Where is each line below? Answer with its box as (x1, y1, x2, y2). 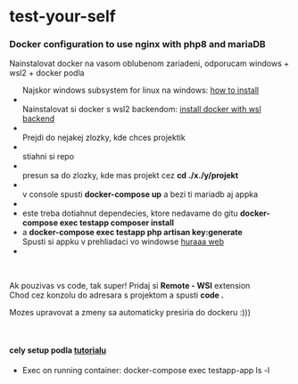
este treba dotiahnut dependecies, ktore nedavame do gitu (21, 208, 238, 219)
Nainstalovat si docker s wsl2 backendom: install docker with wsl (21, 104, 261, 115)
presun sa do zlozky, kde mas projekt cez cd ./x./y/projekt (21, 170, 239, 181)
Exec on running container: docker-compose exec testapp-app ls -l (21, 364, 270, 375)
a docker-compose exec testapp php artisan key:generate (21, 227, 243, 238)
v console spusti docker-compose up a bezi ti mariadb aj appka (21, 189, 259, 200)
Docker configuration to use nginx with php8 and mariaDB (9, 38, 266, 51)
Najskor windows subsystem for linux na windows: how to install (21, 85, 260, 95)
